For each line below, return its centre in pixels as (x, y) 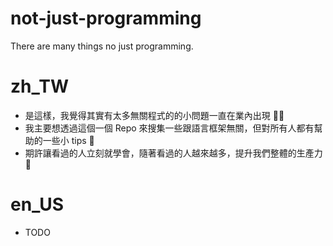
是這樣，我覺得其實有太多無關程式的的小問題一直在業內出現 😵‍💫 (154, 115)
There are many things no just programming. (102, 46)
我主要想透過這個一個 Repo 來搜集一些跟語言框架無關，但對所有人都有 (169, 128)
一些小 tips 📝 (68, 140)
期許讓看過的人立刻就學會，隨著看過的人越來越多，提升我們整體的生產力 (173, 153)
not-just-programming (106, 18)
